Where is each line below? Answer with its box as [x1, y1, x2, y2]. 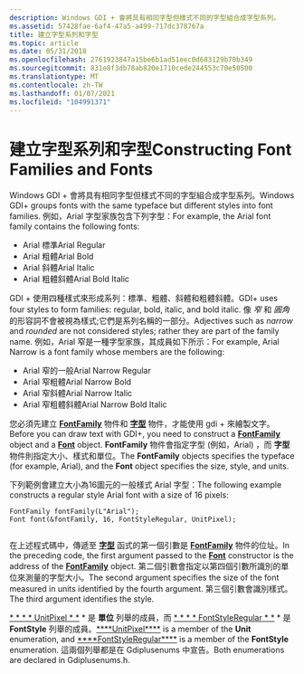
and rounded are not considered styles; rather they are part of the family [9, 326, 280, 337]
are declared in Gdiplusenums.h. [9, 655, 131, 666]
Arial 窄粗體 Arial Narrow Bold [22, 376, 132, 387]
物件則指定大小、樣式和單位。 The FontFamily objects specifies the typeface [9, 451, 295, 461]
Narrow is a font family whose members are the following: [9, 346, 225, 357]
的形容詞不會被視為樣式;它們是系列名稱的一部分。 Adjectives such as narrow [9, 316, 294, 327]
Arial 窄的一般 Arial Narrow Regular [22, 365, 151, 376]
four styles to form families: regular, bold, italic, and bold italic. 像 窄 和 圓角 [9, 304, 290, 315]
